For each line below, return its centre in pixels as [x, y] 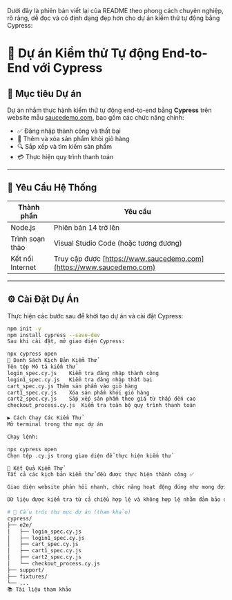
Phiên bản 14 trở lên [87, 227]
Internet [23, 267]
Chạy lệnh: [23, 437]
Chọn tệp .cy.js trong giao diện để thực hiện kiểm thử [89, 456]
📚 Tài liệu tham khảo [39, 589]
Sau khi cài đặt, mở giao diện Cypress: [66, 342]
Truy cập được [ [80, 258]
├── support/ [26, 570]
